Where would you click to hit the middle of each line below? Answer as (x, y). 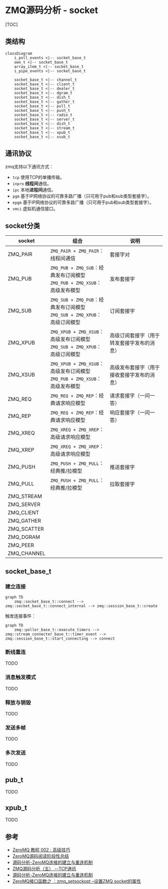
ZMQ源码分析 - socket (52, 10)
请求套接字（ (125, 396)
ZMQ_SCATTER (26, 529)
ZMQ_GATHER (24, 521)
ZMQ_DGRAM (24, 537)
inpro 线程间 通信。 (32, 183)
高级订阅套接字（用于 (135, 336)
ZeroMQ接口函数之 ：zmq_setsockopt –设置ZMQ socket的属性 (77, 881)
